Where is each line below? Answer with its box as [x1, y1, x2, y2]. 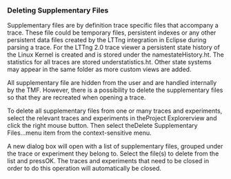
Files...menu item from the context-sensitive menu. [7, 129, 152, 137]
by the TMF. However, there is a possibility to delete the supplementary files [7, 86, 223, 95]
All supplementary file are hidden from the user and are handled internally [7, 79, 217, 87]
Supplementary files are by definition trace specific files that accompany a [7, 21, 219, 30]
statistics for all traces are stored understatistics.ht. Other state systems [7, 58, 212, 66]
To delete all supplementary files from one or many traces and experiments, [7, 106, 223, 115]
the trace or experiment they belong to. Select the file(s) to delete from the [7, 149, 219, 158]
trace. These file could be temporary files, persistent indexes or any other [7, 28, 217, 37]
